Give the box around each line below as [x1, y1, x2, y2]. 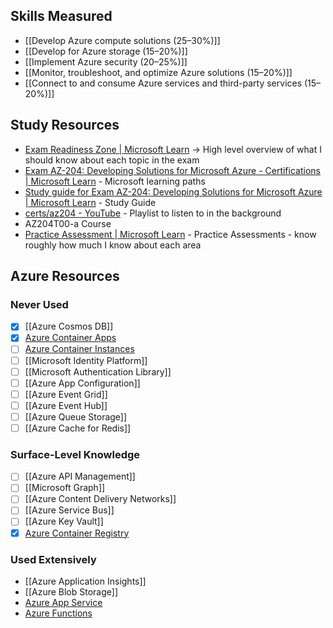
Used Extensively [10, 552, 97, 566]
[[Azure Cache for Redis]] [24, 422, 132, 434]
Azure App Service [24, 596, 103, 608]
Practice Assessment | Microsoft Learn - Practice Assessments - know [24, 228, 317, 240]
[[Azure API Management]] [24, 470, 136, 483]
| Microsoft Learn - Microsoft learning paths [24, 175, 206, 187]
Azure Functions [24, 607, 93, 619]
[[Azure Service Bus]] [24, 504, 115, 516]
